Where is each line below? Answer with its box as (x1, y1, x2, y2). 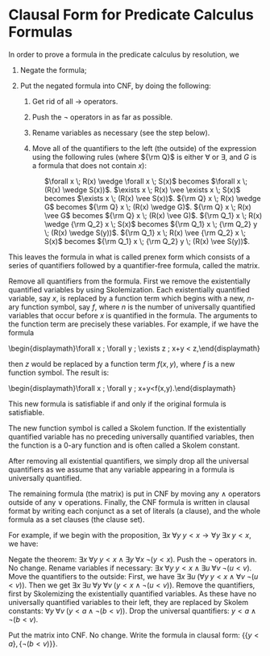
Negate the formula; (19, 65, 87, 74)
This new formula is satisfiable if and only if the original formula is (8, 398, 227, 409)
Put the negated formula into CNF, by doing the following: (19, 81, 211, 90)
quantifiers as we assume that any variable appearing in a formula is (8, 465, 235, 474)
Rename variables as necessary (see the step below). (31, 128, 210, 137)
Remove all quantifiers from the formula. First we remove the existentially (8, 276, 251, 286)
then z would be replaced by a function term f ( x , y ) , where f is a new (8, 359, 235, 368)
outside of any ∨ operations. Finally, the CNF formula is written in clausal (8, 497, 250, 507)
